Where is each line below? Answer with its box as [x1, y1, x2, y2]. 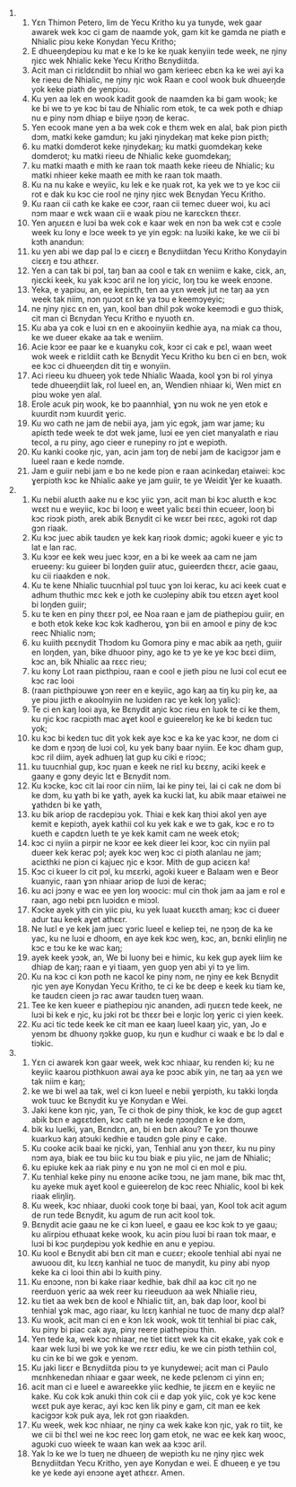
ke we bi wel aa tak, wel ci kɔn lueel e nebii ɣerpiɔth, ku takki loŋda [30, 1086, 279, 1096]
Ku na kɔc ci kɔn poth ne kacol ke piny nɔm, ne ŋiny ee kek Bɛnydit [30, 972, 279, 981]
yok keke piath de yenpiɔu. [30, 84, 131, 94]
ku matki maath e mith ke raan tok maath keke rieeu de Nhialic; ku [30, 161, 275, 171]
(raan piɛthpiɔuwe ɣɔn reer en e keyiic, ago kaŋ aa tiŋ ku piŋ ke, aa [30, 685, 278, 695]
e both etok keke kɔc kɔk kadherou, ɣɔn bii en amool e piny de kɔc [30, 619, 278, 629]
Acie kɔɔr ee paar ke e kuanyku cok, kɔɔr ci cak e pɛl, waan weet [30, 341, 273, 352]
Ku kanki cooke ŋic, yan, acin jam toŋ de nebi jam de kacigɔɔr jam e [30, 446, 281, 457]
